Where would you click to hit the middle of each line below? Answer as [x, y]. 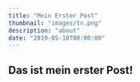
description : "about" [44, 30]
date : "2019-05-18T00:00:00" [57, 38]
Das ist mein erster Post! [71, 70]
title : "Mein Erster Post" [53, 16]
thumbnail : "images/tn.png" [55, 23]
